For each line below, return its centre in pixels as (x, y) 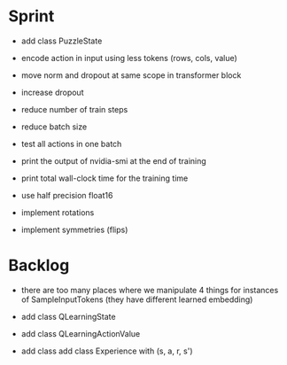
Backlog (39, 265)
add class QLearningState (68, 316)
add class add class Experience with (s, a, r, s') (107, 351)
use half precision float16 (67, 195)
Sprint (31, 16)
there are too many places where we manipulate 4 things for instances (150, 290)
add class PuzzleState (62, 41)
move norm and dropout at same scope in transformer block (131, 75)
